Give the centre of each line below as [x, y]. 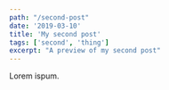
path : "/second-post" [49, 17]
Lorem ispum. [34, 76]
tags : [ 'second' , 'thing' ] [59, 42]
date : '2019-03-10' [45, 26]
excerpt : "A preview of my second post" [85, 51]
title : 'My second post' [55, 34]
